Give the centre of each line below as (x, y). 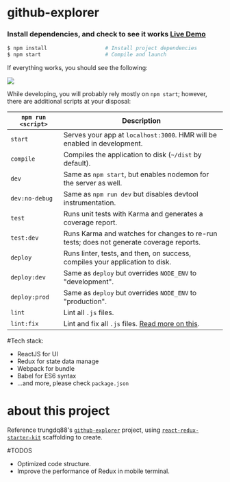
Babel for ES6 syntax (47, 376)
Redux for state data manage (58, 361)
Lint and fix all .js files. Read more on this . (131, 324)
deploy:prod (30, 297)
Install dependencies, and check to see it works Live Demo (107, 34)
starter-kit (24, 438)
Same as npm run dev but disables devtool (131, 194)
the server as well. (93, 183)
